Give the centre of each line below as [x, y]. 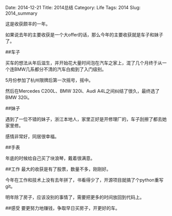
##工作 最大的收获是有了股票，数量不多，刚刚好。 [58, 169]
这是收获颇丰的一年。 [28, 24]
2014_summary [21, 13]
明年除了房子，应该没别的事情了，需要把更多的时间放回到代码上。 [75, 197]
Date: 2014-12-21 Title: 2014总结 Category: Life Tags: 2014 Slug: [73, 7]
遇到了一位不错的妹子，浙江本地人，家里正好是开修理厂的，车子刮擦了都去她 [86, 119]
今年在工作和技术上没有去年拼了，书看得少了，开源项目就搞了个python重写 [84, 180]
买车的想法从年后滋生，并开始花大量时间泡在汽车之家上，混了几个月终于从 [84, 63]
